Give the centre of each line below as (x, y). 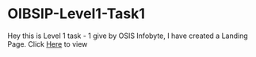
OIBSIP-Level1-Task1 (76, 14)
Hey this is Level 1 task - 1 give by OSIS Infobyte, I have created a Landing (128, 36)
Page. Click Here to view (48, 44)
